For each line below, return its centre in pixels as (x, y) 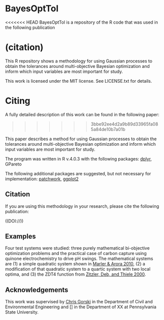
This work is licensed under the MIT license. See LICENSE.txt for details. (79, 81)
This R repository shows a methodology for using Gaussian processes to (79, 61)
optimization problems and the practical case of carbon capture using (76, 254)
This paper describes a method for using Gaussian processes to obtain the (81, 139)
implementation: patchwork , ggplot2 (42, 179)
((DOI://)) (14, 221)
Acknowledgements (37, 290)
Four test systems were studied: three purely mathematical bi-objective (78, 248)
